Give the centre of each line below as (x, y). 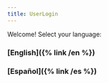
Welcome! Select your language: (55, 34)
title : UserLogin (33, 14)
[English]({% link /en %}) (51, 52)
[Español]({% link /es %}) (52, 72)
